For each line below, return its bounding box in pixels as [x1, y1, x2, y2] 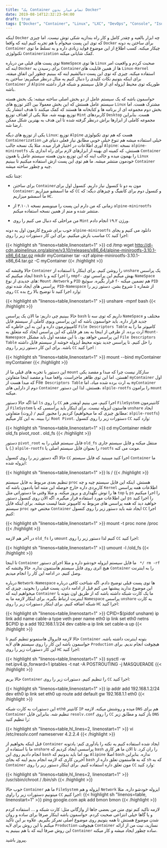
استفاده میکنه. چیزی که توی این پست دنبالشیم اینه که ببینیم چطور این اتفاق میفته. [5, 70, 155, 77]
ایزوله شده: [5, 460, 27, 466]
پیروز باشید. [5, 837, 27, 843]
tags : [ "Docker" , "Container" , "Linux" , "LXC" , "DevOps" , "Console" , [5, 21, 153, 26]
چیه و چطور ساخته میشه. [5, 163, 53, 169]
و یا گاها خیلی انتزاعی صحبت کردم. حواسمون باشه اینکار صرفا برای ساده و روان [5, 812, 153, 818]
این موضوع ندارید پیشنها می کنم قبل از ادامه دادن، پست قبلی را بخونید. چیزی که [5, 585, 153, 591]
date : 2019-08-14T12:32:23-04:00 [5, 12, 75, 17]
